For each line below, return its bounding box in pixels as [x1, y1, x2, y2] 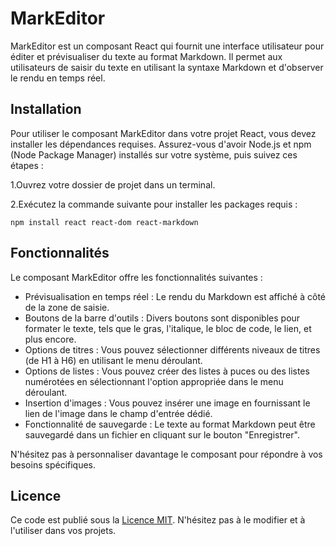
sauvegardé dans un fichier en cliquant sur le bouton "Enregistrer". [24, 428, 300, 441]
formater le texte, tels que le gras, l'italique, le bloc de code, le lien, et [24, 322, 312, 334]
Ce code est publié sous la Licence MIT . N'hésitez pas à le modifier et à [10, 514, 306, 526]
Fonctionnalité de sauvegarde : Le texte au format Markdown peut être [24, 418, 316, 430]
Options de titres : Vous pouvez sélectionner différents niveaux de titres [24, 343, 321, 356]
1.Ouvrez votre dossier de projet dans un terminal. [10, 178, 216, 191]
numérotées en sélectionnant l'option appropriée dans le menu [24, 375, 284, 387]
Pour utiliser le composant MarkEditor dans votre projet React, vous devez [10, 127, 317, 139]
